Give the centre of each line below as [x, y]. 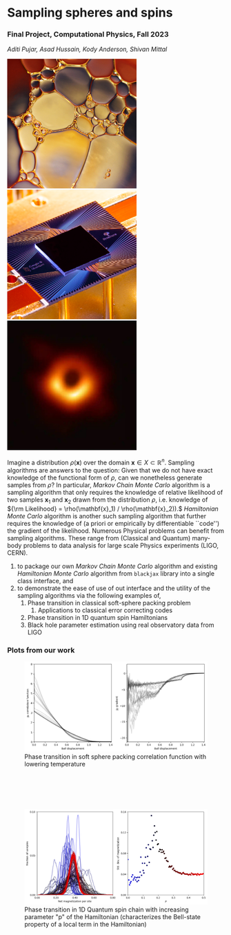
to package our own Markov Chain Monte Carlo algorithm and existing [117, 566]
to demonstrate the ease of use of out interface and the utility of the [113, 588]
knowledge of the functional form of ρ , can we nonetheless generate [105, 478]
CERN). [18, 552]
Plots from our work [41, 650]
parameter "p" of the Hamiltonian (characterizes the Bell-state [113, 916]
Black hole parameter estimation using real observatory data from [121, 625]
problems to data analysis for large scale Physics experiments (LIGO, [121, 545]
